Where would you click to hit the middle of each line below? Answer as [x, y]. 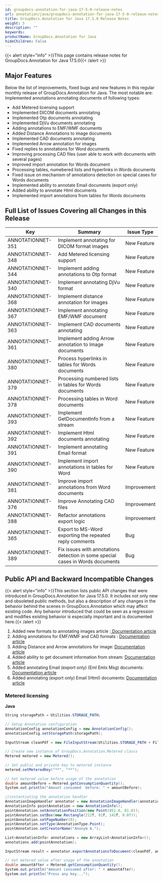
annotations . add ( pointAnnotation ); [41, 842]
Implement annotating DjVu [89, 282]
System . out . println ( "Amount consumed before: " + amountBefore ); [73, 788]
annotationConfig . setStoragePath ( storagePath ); [54, 733]
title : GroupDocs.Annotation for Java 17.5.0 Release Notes [67, 19]
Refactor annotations [82, 515]
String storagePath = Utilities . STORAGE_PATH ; [53, 715]
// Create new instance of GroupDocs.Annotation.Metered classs [71, 752]
